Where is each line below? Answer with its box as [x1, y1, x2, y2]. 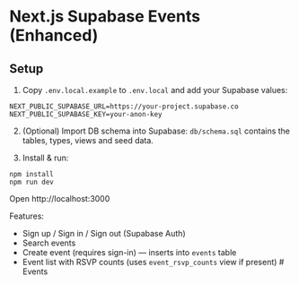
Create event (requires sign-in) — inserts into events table [22, 247, 237, 257]
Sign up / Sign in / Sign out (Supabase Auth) [22, 228, 186, 238]
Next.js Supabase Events [9, 6, 200, 27]
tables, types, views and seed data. [22, 135, 154, 145]
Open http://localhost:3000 [9, 194, 110, 203]
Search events [22, 237, 76, 248]
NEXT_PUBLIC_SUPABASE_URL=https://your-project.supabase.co [9, 102, 240, 111]
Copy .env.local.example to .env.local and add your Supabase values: [22, 85, 288, 95]
